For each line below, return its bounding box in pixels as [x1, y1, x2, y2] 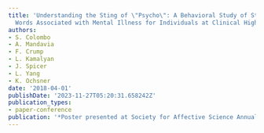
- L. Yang [8, 70, 41, 77]
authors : [8, 26, 37, 34]
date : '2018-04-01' [8, 84, 72, 92]
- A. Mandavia [8, 41, 55, 49]
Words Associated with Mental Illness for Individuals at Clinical [15, 19, 241, 27]
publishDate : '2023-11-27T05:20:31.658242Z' [8, 92, 156, 99]
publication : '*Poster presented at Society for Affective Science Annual [8, 113, 258, 121]
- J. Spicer [8, 63, 47, 70]
